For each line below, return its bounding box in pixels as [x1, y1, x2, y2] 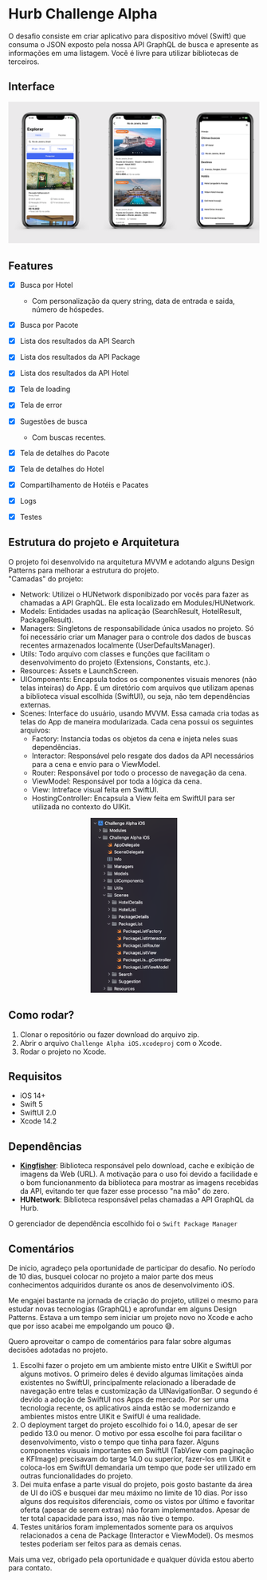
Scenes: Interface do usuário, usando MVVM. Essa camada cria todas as [19, 708, 260, 718]
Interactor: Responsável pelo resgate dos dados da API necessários [31, 751, 254, 760]
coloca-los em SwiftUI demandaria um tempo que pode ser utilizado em [19, 1462, 257, 1472]
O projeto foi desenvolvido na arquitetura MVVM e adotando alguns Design [8, 557, 255, 566]
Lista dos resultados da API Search [19, 337, 135, 346]
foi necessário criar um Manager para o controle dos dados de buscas [19, 632, 252, 641]
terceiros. [8, 57, 40, 66]
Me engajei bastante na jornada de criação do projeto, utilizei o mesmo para [8, 1295, 259, 1305]
